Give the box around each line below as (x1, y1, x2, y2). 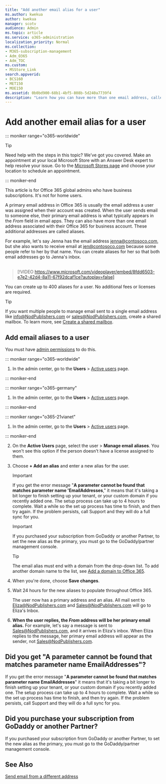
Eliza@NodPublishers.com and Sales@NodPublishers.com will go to (12, 602, 151, 608)
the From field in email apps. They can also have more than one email (5, 218, 147, 224)
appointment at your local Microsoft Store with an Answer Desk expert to (5, 157, 154, 163)
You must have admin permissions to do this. (5, 346, 96, 352)
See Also (5, 761, 33, 769)
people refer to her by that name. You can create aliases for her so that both (5, 249, 160, 255)
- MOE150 (5, 85, 23, 91)
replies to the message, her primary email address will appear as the (12, 633, 152, 639)
